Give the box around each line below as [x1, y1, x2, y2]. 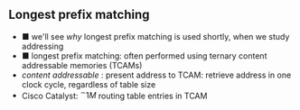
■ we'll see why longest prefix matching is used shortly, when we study [21, 31, 290, 41]
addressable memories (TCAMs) [21, 60, 143, 70]
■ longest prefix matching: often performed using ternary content [21, 50, 267, 61]
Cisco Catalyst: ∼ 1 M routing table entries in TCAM [21, 88, 208, 101]
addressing [21, 41, 64, 51]
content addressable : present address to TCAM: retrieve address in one [21, 69, 292, 80]
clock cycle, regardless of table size [21, 78, 156, 89]
